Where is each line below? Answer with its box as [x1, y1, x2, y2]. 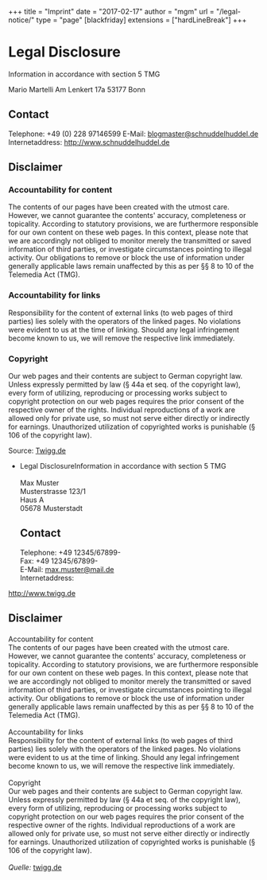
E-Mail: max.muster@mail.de [19, 564, 114, 574]
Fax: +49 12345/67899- [19, 556, 99, 566]
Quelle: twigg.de [8, 862, 62, 872]
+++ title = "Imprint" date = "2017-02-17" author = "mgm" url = [8, 7, 215, 16]
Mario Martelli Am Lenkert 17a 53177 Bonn [8, 84, 145, 94]
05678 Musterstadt [19, 504, 83, 513]
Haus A [19, 495, 44, 504]
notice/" [8, 15, 35, 25]
